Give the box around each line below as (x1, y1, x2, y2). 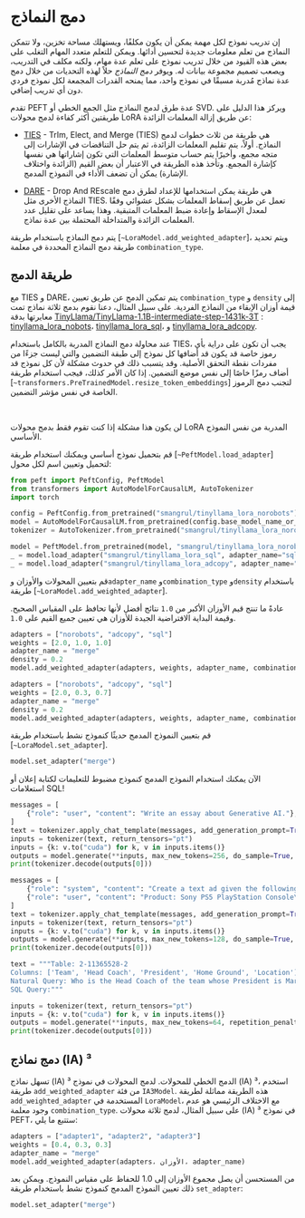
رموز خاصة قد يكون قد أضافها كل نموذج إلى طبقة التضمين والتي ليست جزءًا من (10, 347, 277, 359)
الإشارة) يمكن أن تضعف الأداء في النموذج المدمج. (23, 168, 189, 179)
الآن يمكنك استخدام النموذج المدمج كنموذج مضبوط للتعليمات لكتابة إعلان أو (10, 773, 262, 785)
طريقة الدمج (10, 267, 73, 283)
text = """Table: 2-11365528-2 (10, 960, 129, 969)
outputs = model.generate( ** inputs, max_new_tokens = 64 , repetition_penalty (10, 1018, 302, 1028)
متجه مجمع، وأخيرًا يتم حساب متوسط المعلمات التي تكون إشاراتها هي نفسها (23, 148, 278, 159)
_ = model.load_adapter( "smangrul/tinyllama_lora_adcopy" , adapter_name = (10, 559, 295, 568)
